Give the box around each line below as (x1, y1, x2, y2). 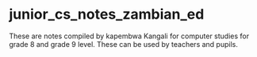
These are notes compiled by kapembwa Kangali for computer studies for (9, 31, 250, 41)
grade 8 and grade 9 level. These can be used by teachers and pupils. (9, 39, 239, 48)
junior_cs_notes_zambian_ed (9, 5, 205, 23)
